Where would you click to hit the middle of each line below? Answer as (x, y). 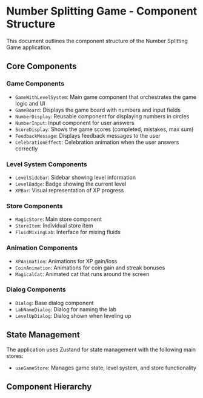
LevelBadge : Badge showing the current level (71, 184)
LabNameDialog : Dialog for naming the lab (66, 309)
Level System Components (47, 164)
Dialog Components (36, 289)
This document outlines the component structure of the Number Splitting (97, 41)
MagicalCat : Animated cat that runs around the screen (82, 274)
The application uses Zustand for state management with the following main (101, 349)
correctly (26, 148)
